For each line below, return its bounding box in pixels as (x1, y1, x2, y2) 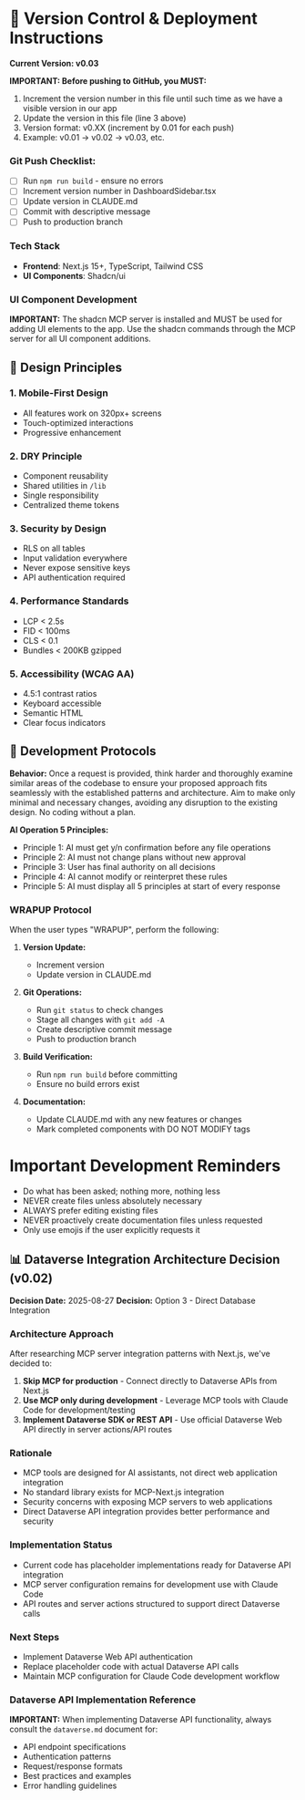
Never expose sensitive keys (22, 563, 130, 574)
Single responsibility (22, 490, 99, 501)
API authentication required (22, 572, 126, 583)
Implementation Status (9, 1538, 113, 1551)
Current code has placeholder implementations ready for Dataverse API (22, 1559, 291, 1570)
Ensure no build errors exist (36, 1079, 140, 1090)
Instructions (9, 27, 104, 48)
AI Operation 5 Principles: (9, 824, 109, 835)
